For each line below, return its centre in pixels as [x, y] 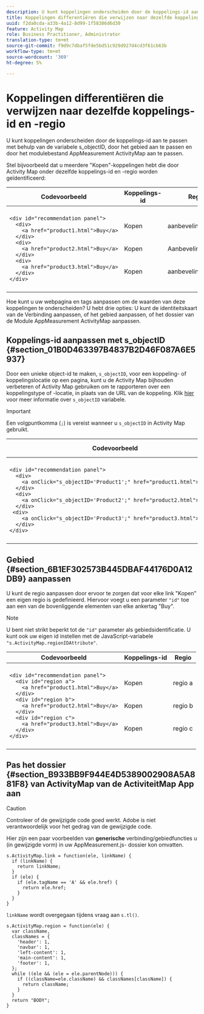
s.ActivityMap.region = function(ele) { [58, 926]
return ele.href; [44, 887]
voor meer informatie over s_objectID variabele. [66, 400]
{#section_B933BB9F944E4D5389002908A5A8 [101, 775]
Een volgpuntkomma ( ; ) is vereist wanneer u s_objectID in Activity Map [96, 423]
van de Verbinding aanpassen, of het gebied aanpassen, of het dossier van [100, 315]
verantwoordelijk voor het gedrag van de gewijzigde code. [79, 826]
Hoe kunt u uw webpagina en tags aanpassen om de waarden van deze [96, 302]
